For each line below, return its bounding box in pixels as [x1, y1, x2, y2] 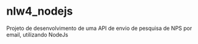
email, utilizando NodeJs [6, 31, 68, 38]
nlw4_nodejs [6, 4, 73, 18]
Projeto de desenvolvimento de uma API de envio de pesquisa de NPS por [6, 24, 193, 32]
